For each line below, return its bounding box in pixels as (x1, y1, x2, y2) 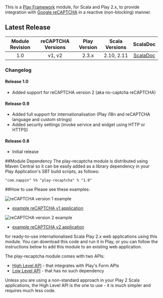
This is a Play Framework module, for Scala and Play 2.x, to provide (5, 4, 140, 10)
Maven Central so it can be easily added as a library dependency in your (5, 163, 150, 169)
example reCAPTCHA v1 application (12, 205, 83, 211)
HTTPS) (12, 127, 28, 133)
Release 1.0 (5, 79, 29, 85)
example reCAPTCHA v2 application (12, 224, 84, 230)
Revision (10, 44, 31, 51)
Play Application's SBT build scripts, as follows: (5, 169, 99, 175)
